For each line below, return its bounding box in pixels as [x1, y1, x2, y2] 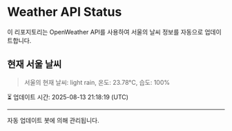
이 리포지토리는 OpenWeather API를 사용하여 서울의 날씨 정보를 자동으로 [7, 28, 204, 36]
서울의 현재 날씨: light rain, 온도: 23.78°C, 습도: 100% [23, 78, 171, 86]
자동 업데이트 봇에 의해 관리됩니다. [7, 116, 99, 124]
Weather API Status [7, 4, 122, 20]
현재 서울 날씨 [7, 59, 62, 70]
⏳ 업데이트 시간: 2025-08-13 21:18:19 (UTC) [7, 92, 129, 101]
